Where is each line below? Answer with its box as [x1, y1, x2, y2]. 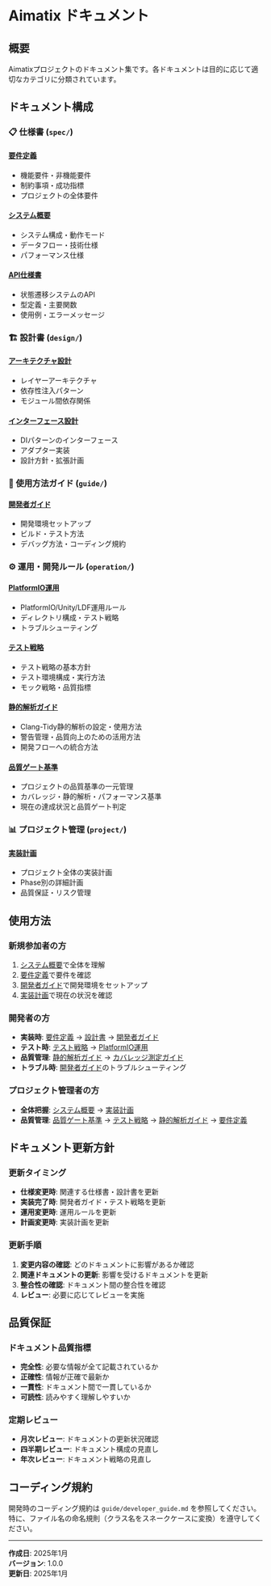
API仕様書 [8, 270, 42, 280]
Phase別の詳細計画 [19, 878, 84, 887]
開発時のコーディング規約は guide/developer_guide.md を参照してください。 [8, 1504, 261, 1513]
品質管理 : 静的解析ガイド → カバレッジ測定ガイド [19, 1052, 184, 1063]
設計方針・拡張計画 [19, 455, 85, 465]
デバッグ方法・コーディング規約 [19, 539, 127, 549]
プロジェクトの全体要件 [19, 190, 98, 200]
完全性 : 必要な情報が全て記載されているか [19, 1362, 159, 1372]
